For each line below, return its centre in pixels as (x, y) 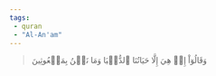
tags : (19, 18)
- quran (28, 26)
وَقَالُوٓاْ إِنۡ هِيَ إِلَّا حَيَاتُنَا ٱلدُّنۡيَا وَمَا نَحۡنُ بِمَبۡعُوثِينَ (119, 61)
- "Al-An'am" (38, 34)
